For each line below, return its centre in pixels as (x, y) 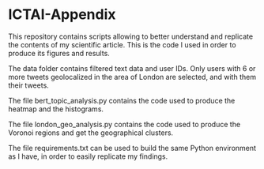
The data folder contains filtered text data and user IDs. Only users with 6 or (132, 68)
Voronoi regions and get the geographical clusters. (91, 133)
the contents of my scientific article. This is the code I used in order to (122, 44)
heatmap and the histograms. (56, 109)
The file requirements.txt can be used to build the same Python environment (132, 148)
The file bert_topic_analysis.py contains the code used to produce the (122, 100)
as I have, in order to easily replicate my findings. (88, 156)
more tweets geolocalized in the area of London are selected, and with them (132, 77)
